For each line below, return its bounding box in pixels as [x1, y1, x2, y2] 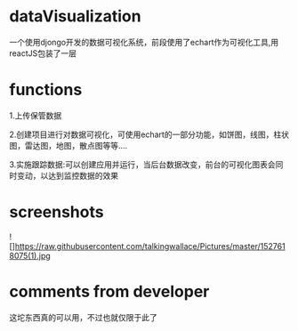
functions [9, 80, 83, 100]
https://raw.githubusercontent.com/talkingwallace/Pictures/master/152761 [14, 240, 286, 251]
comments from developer [9, 282, 210, 302]
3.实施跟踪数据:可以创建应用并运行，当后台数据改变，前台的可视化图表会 [9, 158, 276, 170]
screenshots [9, 202, 104, 222]
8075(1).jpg [9, 250, 51, 261]
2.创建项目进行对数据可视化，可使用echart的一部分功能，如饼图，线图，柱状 [9, 129, 289, 140]
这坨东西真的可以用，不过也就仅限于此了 [9, 311, 157, 322]
